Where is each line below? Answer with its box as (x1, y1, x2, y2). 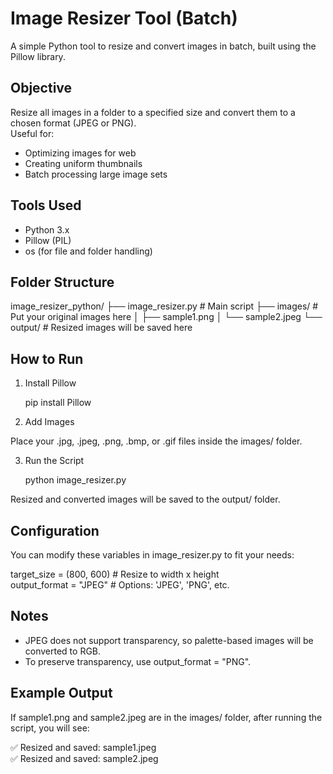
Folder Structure (10, 273, 115, 291)
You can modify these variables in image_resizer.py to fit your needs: (10, 549, 295, 561)
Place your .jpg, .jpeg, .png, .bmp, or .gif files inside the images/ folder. (10, 435, 303, 447)
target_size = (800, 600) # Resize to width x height (10, 568, 220, 580)
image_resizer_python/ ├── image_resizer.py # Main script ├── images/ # (10, 300, 319, 312)
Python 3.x (24, 223, 70, 236)
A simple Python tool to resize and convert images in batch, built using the (10, 40, 317, 52)
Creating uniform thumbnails (24, 157, 143, 169)
